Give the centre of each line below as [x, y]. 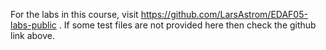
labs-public [33, 25]
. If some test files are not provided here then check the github [187, 25]
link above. [33, 35]
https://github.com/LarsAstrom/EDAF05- [224, 14]
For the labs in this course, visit [74, 14]
